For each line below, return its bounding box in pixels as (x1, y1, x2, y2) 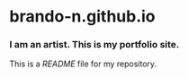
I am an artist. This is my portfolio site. (9, 39, 180, 51)
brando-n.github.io (9, 6, 156, 27)
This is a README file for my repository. (9, 58, 157, 69)
